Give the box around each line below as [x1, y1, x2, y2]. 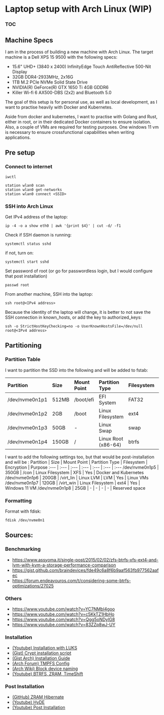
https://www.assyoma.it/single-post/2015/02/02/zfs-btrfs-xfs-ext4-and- [12, 557, 159, 563]
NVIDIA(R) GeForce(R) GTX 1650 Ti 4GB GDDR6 [12, 84, 109, 90]
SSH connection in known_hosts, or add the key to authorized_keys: [5, 314, 142, 320]
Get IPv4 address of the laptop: [5, 214, 68, 219]
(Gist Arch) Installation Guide [12, 655, 70, 661]
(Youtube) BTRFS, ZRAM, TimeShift [12, 671, 83, 677]
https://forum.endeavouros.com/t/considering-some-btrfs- [12, 578, 131, 584]
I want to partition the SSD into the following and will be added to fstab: [5, 367, 148, 373]
